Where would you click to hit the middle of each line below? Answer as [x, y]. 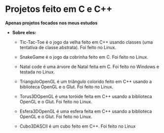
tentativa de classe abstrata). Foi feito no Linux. [68, 47]
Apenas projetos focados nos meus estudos [51, 23]
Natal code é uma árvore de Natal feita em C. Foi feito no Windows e [89, 66]
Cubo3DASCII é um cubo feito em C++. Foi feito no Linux [78, 126]
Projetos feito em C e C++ [59, 9]
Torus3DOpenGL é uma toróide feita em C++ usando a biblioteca [86, 96]
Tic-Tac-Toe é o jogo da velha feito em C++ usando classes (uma [86, 42]
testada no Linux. [37, 72]
